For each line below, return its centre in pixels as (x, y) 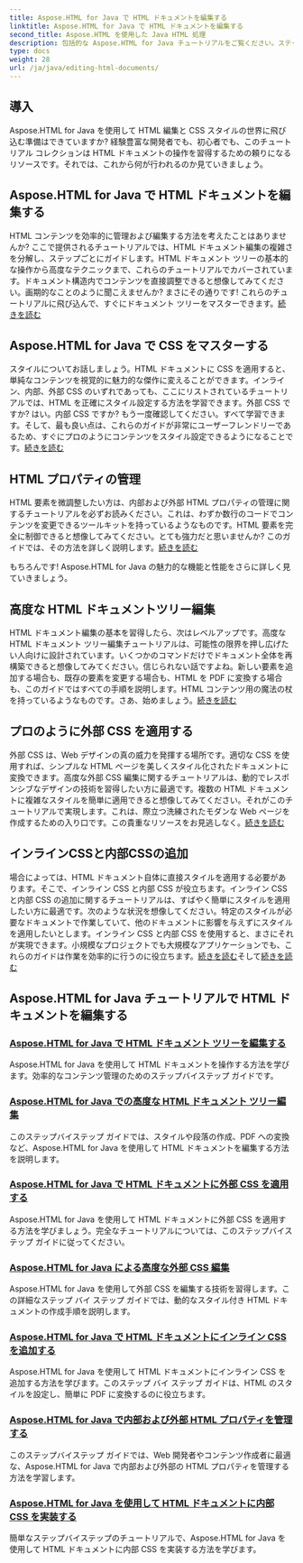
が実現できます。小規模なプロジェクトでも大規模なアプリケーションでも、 (147, 944)
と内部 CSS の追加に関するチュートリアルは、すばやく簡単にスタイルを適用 (150, 899)
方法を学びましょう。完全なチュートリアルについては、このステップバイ (151, 1230)
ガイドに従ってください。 (82, 1242)
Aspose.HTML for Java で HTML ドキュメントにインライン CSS (148, 1338)
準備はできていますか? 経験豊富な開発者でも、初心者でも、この (142, 142)
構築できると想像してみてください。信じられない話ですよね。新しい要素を (147, 666)
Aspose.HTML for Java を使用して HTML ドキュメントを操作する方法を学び (150, 1064)
